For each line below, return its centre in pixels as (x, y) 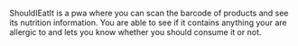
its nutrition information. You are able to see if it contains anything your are (148, 23)
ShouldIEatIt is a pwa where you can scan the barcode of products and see (149, 13)
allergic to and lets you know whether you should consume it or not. (135, 32)
